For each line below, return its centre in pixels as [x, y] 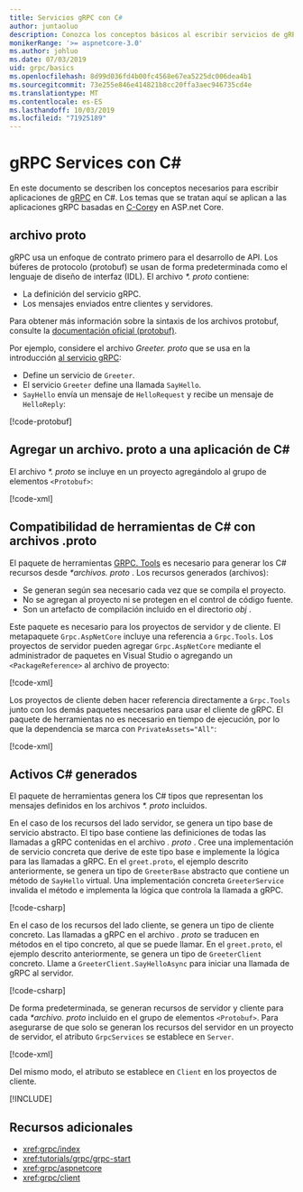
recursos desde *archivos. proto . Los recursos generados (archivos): [139, 572]
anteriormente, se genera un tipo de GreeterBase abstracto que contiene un [150, 871]
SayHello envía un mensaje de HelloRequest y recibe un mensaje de [148, 394]
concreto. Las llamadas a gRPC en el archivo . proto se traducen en [134, 935]
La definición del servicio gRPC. [82, 293]
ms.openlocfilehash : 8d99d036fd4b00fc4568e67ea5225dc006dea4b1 [131, 77]
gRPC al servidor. [41, 973]
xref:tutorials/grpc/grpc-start [76, 1159]
